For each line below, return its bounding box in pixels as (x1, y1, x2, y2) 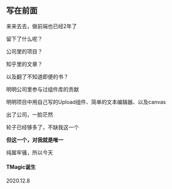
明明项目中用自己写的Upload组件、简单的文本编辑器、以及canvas (6, 98, 166, 105)
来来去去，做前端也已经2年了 (6, 23, 77, 30)
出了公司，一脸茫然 (6, 111, 53, 118)
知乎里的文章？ (6, 60, 43, 67)
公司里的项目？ (6, 48, 43, 55)
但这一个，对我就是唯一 (6, 136, 63, 143)
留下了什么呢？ (6, 35, 43, 42)
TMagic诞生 (6, 163, 36, 171)
